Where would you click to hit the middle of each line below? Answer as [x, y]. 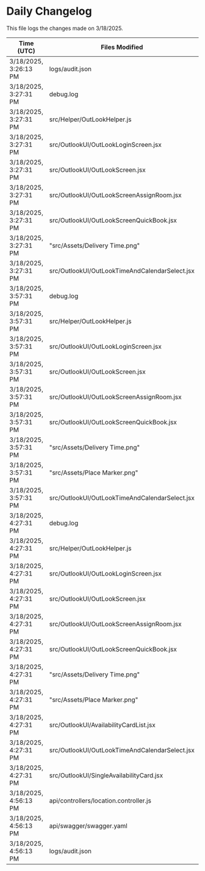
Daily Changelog [49, 11]
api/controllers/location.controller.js [100, 801]
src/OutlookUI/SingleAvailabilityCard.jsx [106, 775]
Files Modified [122, 47]
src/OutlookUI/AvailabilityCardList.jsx [102, 725]
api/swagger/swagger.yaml [88, 826]
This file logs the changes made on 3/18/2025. [65, 28]
